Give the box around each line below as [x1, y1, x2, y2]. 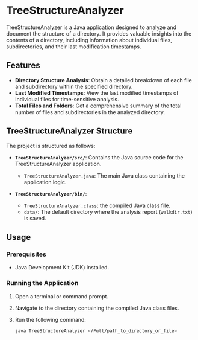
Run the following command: [14, 316, 86, 323]
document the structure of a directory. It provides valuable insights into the [6, 30, 192, 37]
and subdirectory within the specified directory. [14, 83, 133, 90]
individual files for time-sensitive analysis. [14, 95, 119, 103]
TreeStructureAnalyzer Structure [6, 126, 133, 136]
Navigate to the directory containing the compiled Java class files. [14, 304, 179, 312]
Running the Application [6, 279, 79, 287]
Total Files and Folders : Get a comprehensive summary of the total [14, 102, 182, 109]
